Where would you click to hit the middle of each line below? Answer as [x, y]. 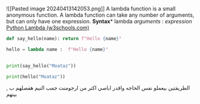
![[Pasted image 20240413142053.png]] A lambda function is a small [91, 9]
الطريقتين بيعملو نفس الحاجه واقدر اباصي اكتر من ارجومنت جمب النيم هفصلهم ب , [98, 88]
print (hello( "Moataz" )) [36, 77]
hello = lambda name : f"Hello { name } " [57, 49]
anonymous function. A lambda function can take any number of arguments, [100, 15]
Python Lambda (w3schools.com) [48, 27]
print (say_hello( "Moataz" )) [41, 66]
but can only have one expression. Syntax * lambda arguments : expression [99, 21]
